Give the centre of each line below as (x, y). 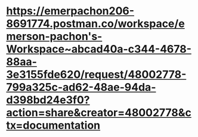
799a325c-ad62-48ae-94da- (81, 87)
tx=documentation (53, 125)
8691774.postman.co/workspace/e (95, 24)
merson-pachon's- (54, 36)
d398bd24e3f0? (48, 100)
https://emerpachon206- (70, 11)
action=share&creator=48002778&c (99, 113)
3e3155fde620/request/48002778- (96, 74)
